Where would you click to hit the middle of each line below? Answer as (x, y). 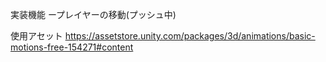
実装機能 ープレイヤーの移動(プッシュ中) (93, 14)
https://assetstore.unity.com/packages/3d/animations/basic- (190, 36)
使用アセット (36, 36)
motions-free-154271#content (72, 47)
